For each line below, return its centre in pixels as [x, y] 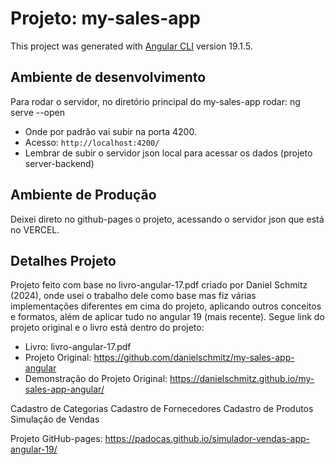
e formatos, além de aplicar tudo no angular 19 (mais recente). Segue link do [167, 317]
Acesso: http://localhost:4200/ [92, 142]
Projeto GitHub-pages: [56, 439]
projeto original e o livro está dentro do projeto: [107, 328]
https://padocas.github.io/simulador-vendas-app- [207, 439]
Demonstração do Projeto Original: [96, 379]
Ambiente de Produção [83, 195]
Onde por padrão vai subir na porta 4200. [110, 131]
